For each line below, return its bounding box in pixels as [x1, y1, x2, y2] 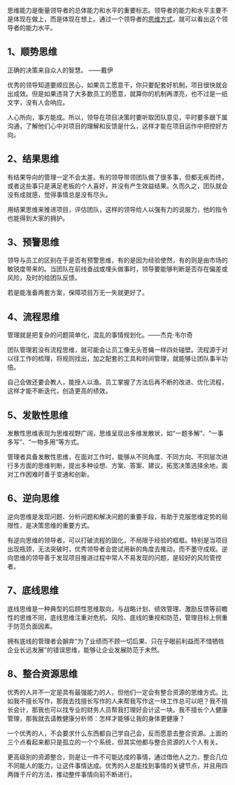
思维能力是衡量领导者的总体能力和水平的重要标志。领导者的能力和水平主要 [7, 6, 222, 14]
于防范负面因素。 [7, 621, 57, 631]
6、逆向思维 [7, 492, 59, 505]
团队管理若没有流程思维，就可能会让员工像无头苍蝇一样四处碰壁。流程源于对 [7, 345, 228, 354]
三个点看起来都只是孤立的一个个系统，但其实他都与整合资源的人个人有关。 [7, 737, 222, 746]
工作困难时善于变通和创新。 [13, 470, 93, 479]
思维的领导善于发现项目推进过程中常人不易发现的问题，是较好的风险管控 [13, 553, 222, 561]
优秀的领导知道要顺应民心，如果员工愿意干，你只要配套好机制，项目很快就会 [7, 80, 228, 89]
